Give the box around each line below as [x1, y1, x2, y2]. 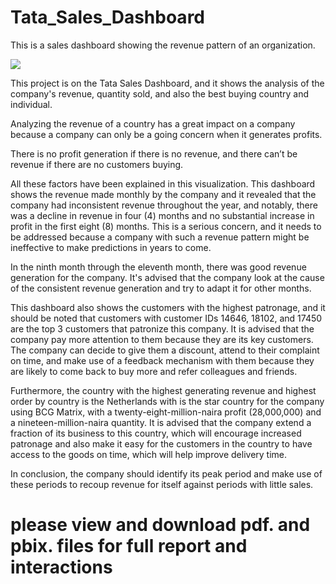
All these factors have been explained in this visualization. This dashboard [10, 177, 316, 190]
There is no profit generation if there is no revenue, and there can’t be [10, 147, 298, 160]
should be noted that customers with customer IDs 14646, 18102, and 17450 [10, 312, 323, 324]
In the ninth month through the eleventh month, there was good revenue [10, 261, 307, 273]
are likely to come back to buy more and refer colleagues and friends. [10, 365, 298, 377]
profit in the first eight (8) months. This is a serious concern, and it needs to [10, 220, 322, 232]
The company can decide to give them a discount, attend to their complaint [10, 344, 320, 356]
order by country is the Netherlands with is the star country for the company [10, 395, 325, 407]
